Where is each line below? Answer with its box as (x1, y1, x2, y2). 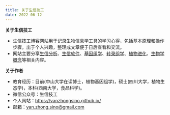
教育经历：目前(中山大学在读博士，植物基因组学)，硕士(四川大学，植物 (12, 78, 161, 84)
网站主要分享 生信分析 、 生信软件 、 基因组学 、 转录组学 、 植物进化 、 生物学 (12, 50, 164, 56)
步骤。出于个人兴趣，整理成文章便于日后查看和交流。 (12, 44, 125, 50)
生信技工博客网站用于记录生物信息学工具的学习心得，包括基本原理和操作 (12, 38, 164, 44)
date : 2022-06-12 (5, 12, 42, 17)
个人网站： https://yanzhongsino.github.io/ (12, 97, 101, 103)
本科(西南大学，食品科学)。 (27, 84, 85, 91)
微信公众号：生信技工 (12, 91, 58, 97)
